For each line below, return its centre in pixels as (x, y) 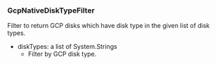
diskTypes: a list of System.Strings (67, 47)
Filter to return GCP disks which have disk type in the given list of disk (108, 26)
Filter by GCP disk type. (62, 54)
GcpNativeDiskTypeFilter (51, 10)
